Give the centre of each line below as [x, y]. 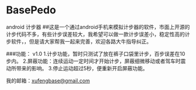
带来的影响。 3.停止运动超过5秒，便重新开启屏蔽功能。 [82, 68]
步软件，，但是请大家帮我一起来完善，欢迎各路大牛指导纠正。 [79, 41]
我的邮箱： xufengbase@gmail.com [48, 80]
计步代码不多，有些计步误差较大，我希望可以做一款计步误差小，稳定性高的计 [98, 34]
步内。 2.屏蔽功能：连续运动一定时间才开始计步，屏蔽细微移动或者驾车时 [93, 61]
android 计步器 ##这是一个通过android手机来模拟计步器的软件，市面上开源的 [98, 27]
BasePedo [31, 10]
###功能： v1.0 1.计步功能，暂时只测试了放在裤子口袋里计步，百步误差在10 [96, 53]
